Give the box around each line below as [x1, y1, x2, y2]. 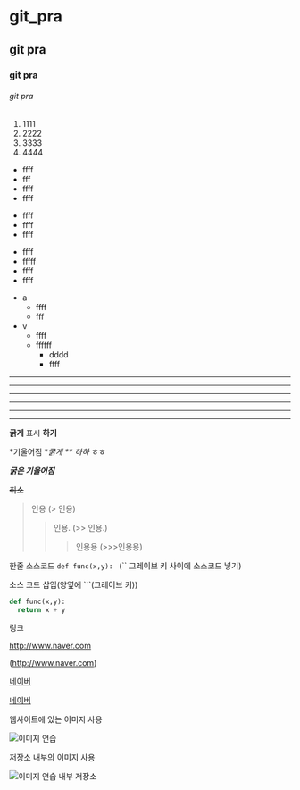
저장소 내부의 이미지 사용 [9, 752, 96, 763]
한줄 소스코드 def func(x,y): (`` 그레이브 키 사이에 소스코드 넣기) [9, 560, 242, 571]
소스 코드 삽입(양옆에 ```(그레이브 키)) [9, 579, 138, 590]
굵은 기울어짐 [9, 465, 55, 475]
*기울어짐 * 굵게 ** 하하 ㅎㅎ [9, 446, 106, 457]
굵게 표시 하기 [9, 427, 58, 438]
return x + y [17, 605, 66, 614]
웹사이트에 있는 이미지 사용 [9, 714, 103, 725]
